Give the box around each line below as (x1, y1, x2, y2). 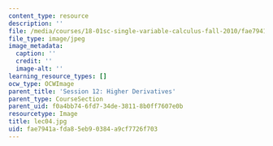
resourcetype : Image (8, 110, 79, 118)
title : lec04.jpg (8, 118, 67, 126)
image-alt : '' (15, 65, 63, 73)
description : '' (8, 19, 63, 28)
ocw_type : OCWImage (8, 79, 75, 88)
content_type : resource (8, 11, 89, 20)
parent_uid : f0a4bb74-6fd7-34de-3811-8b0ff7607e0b (8, 102, 184, 110)
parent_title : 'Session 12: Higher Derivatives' (8, 87, 176, 96)
